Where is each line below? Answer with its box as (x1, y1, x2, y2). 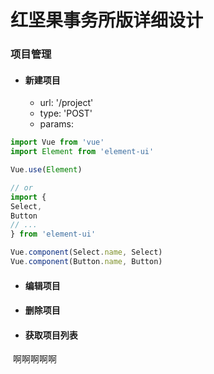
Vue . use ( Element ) (10, 165, 83, 175)
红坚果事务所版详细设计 (10, 9, 204, 32)
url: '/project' (39, 97, 94, 109)
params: (39, 118, 74, 130)
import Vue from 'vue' (10, 137, 105, 148)
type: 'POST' (39, 107, 93, 120)
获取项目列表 (24, 329, 78, 341)
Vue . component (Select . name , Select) (10, 247, 163, 258)
